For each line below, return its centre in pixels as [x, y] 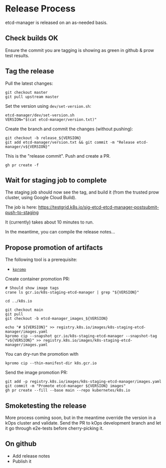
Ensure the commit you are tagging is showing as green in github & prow [80, 50]
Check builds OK [32, 38]
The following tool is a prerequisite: [41, 259]
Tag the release [30, 71]
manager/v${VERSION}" [28, 147]
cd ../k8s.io [19, 301]
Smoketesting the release [46, 405]
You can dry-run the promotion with [42, 354]
